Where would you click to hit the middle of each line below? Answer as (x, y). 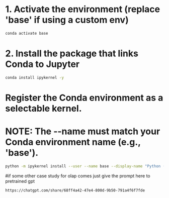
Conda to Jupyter (42, 64)
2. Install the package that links (72, 53)
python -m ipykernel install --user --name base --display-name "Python (83, 166)
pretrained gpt (20, 181)
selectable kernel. (44, 108)
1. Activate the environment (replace (82, 9)
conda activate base (27, 33)
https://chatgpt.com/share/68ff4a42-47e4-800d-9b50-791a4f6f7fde (75, 190)
